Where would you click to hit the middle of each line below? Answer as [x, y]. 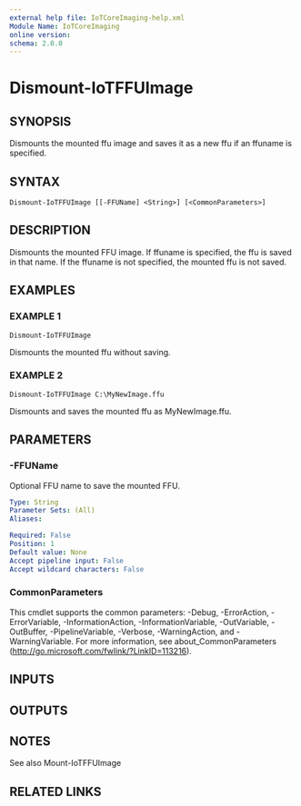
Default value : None [49, 552]
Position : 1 [32, 544]
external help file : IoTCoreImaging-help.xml [97, 18]
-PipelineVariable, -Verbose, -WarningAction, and [142, 632]
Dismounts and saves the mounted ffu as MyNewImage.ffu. [120, 411]
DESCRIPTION [50, 230]
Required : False [40, 536]
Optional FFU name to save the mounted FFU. [95, 485]
